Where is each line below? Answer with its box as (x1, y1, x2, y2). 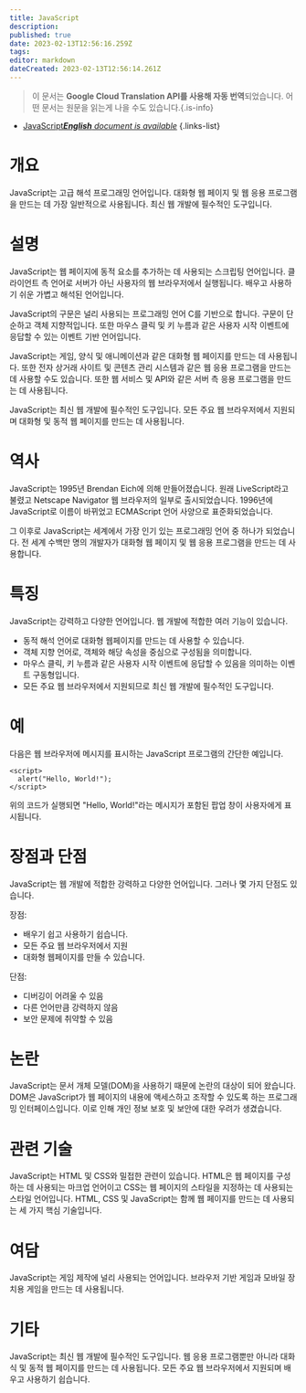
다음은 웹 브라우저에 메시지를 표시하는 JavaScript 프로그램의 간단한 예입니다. (9, 748, 284, 759)
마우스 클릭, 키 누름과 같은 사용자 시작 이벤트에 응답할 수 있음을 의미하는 (22, 657, 279, 668)
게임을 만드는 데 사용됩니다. (26, 1283, 125, 1294)
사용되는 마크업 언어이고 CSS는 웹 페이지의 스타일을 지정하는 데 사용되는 (36, 1182, 294, 1193)
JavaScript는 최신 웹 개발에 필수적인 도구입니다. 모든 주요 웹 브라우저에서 (9, 404, 271, 415)
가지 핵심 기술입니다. (28, 1205, 102, 1216)
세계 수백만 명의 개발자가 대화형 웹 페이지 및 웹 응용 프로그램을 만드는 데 (30, 537, 287, 548)
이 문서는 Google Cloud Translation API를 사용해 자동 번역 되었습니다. (31, 90, 284, 101)
